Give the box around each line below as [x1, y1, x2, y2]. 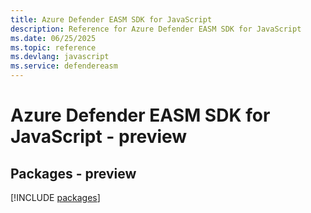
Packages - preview [10, 165, 137, 182]
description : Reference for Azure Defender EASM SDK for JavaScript [10, 24, 302, 34]
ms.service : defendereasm [10, 61, 118, 71]
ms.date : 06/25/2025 [10, 33, 97, 43]
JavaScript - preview [10, 126, 188, 148]
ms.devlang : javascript [10, 52, 110, 62]
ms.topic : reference [10, 42, 97, 53]
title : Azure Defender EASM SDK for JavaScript [10, 14, 213, 25]
